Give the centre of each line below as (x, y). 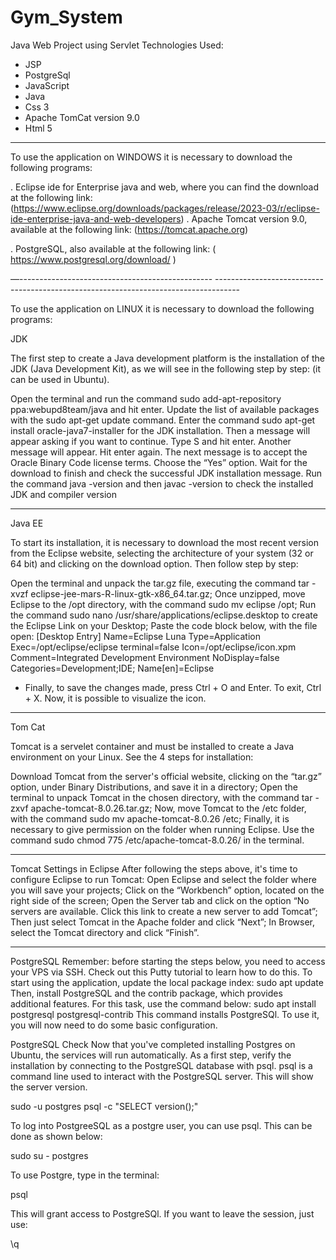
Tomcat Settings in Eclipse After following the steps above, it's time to (154, 868)
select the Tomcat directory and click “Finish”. (105, 932)
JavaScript (47, 85)
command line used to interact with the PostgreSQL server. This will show (162, 1076)
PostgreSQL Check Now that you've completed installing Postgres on (153, 1044)
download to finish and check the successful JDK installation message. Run (166, 473)
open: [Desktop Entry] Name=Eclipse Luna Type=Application (135, 636)
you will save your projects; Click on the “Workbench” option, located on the (167, 890)
